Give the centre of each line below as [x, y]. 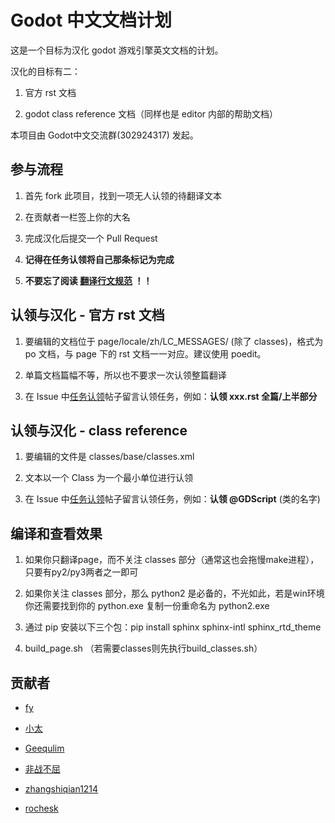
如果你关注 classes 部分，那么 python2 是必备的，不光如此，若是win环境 [174, 593]
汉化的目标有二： [45, 71]
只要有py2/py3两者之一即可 [81, 572]
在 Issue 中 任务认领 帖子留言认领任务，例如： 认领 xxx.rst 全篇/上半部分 [171, 396]
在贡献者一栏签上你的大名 [77, 217]
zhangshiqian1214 [61, 789]
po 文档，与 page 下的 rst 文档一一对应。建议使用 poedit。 [145, 353]
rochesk [41, 808]
